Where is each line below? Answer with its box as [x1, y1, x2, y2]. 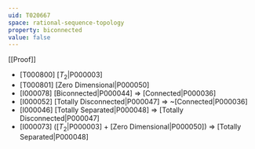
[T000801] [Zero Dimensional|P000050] [19, 80, 150, 90]
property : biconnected [8, 26, 82, 34]
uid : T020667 [8, 11, 51, 20]
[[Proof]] [8, 55, 37, 64]
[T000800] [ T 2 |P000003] [19, 70, 104, 82]
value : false [8, 33, 51, 42]
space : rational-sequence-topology [8, 19, 125, 27]
